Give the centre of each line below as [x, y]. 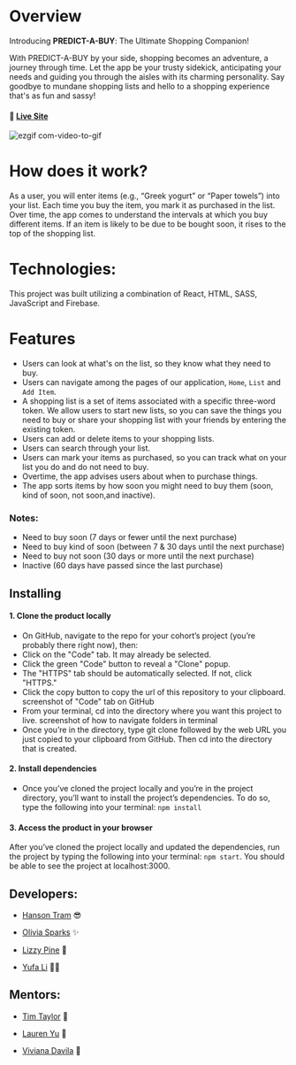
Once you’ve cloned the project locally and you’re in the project [137, 789]
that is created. [49, 748]
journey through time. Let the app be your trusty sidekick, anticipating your [145, 67]
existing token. [49, 429]
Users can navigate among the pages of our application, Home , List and [151, 382]
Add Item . [39, 391]
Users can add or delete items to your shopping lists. [118, 438]
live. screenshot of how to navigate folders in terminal [120, 720]
